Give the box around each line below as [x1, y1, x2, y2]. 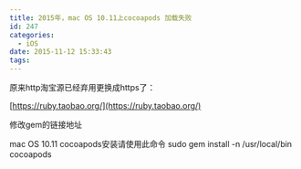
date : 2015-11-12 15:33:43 [9, 48, 112, 57]
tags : [9, 56, 30, 65]
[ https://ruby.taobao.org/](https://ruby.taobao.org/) [9, 100, 202, 111]
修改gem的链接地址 [9, 120, 83, 130]
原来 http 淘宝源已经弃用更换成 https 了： [9, 82, 156, 92]
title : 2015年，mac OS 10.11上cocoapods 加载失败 [9, 13, 192, 23]
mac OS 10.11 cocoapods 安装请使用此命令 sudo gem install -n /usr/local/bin [9, 139, 293, 149]
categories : [9, 30, 55, 39]
